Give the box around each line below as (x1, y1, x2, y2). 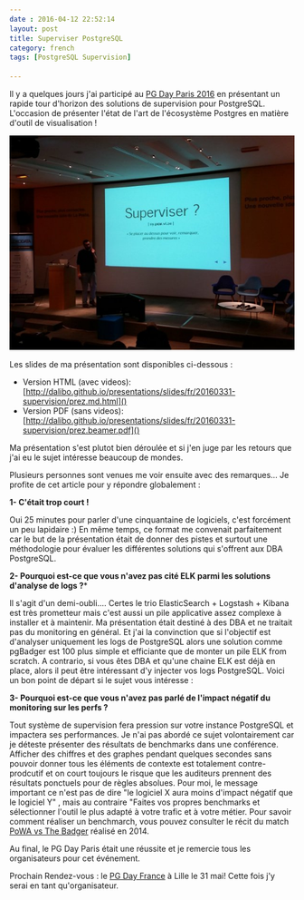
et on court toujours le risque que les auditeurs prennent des (44, 768, 272, 778)
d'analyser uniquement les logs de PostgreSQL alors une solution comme (9, 636, 283, 647)
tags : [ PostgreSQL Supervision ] (9, 53, 131, 63)
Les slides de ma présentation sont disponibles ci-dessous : (9, 359, 233, 369)
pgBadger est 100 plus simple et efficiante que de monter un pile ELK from (9, 646, 287, 657)
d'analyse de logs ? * (9, 581, 89, 591)
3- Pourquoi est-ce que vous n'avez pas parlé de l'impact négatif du (9, 692, 271, 703)
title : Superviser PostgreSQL (9, 34, 124, 43)
